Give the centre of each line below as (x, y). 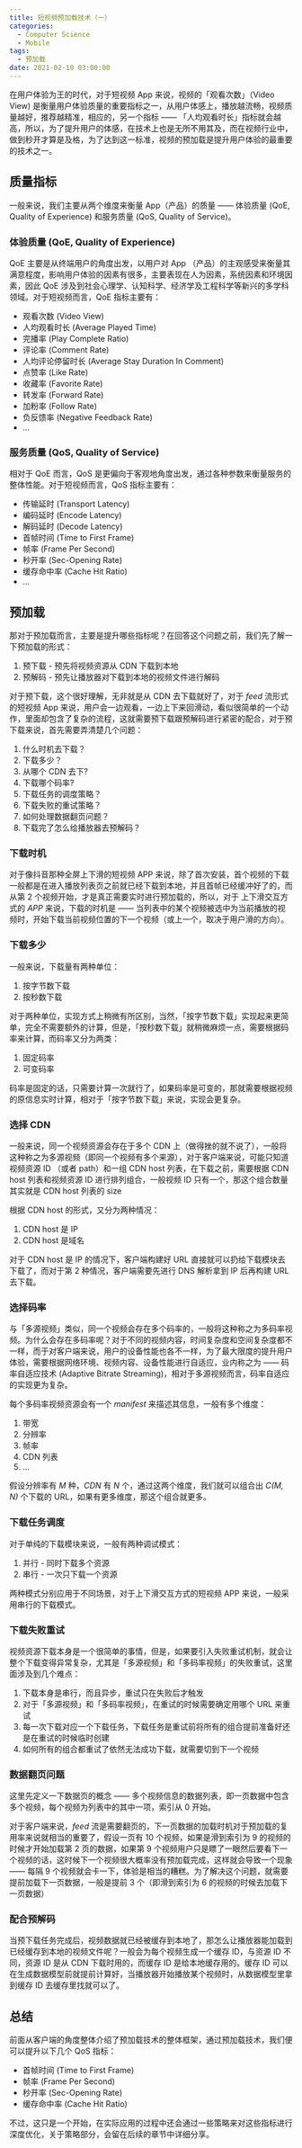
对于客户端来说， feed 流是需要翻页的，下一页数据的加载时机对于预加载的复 (149, 1826)
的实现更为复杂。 (41, 1385)
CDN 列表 (40, 1457)
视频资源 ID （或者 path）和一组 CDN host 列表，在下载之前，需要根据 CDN (149, 1168)
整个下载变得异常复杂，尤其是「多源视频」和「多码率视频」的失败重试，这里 (151, 1662)
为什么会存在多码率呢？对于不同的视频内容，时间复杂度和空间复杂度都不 (159, 1340)
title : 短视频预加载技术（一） (60, 18)
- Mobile (34, 43)
